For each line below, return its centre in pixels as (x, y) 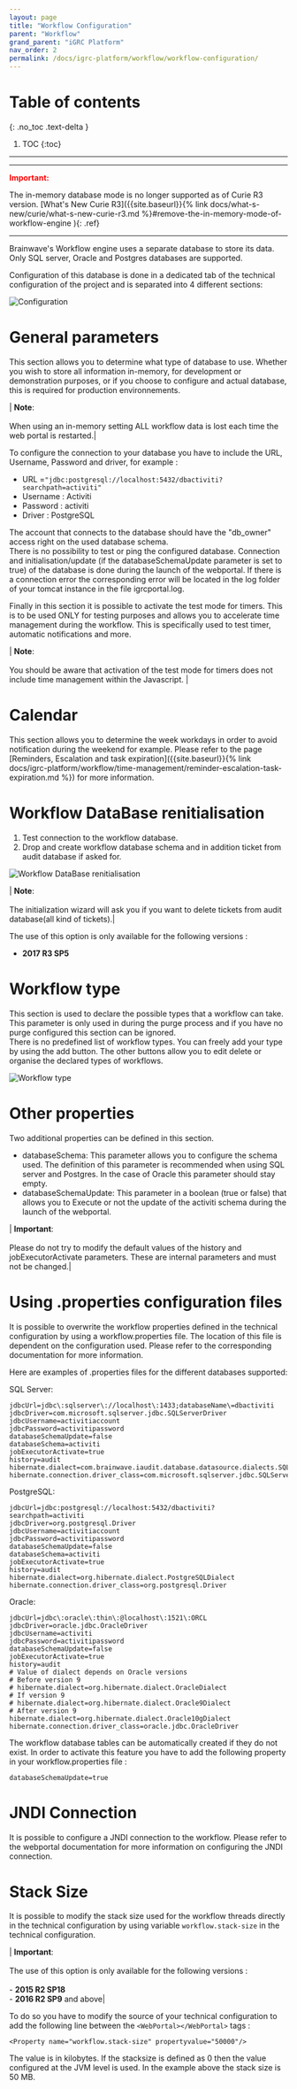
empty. (34, 1183)
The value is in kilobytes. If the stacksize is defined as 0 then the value (138, 2058)
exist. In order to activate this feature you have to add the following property (148, 1752)
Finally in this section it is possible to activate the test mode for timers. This (146, 605)
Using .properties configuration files (146, 1302)
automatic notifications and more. (70, 634)
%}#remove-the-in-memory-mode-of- (212, 213)
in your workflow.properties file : (68, 1761)
